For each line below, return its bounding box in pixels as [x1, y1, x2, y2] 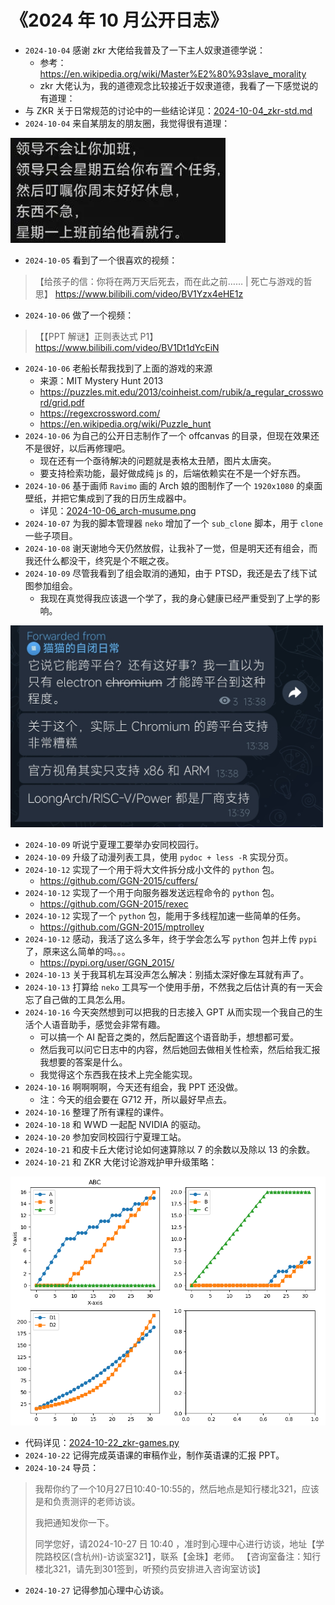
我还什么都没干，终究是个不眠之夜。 [24, 554, 175, 566]
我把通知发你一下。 [34, 1516, 115, 1528]
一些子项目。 [24, 529, 78, 541]
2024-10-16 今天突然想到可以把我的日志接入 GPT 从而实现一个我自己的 [24, 1006, 315, 1018]
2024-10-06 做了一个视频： [24, 309, 135, 321]
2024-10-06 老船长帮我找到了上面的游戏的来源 [24, 362, 213, 374]
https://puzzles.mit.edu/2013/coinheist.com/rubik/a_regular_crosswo [39, 386, 324, 398]
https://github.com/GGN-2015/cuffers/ [39, 874, 198, 886]
